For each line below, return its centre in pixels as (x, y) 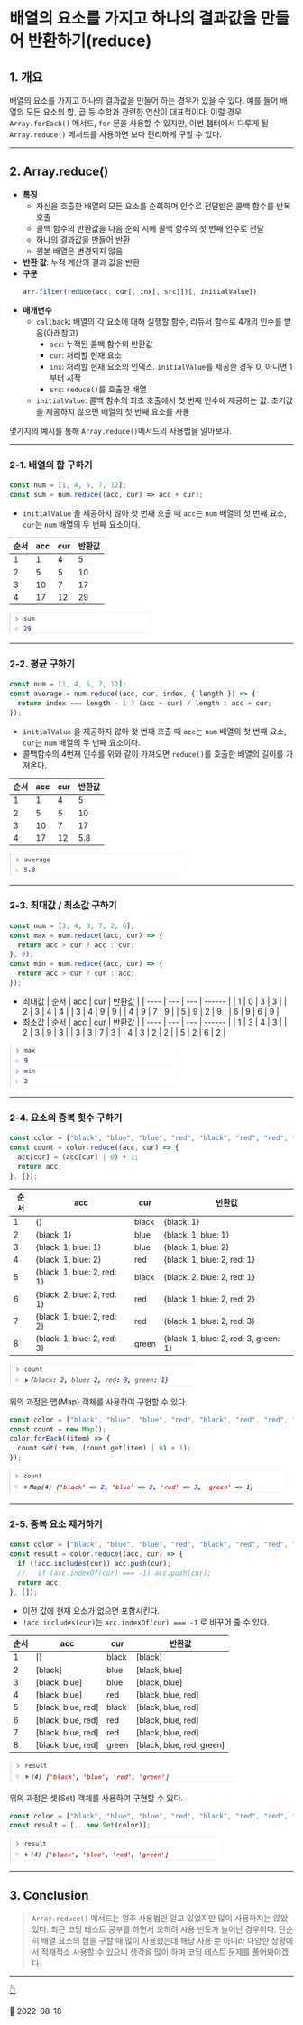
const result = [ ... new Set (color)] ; (80, 1826)
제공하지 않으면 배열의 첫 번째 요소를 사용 (118, 411)
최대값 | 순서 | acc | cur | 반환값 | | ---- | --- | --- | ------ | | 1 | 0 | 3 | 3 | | (154, 1001)
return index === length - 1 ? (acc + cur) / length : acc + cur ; (145, 703)
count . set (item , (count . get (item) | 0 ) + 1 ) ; (105, 1449)
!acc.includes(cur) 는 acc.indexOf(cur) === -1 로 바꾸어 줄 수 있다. (146, 1622)
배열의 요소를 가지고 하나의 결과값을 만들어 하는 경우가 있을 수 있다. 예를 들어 (144, 101)
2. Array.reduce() (59, 172)
